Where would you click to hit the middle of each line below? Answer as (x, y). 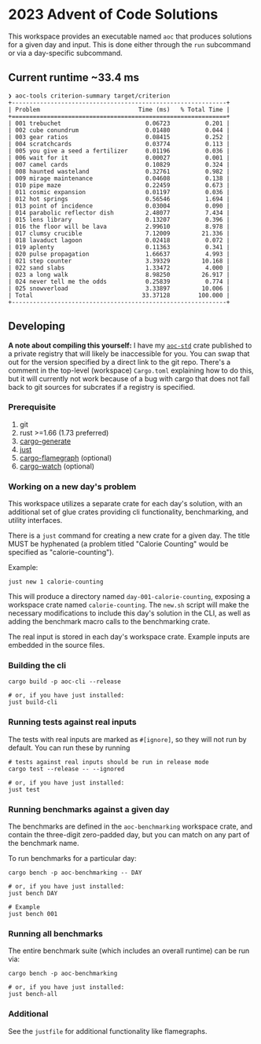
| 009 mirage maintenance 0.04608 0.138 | (119, 178)
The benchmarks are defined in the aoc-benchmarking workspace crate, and (130, 826)
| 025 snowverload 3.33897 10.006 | (119, 289)
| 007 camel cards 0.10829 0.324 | (119, 164)
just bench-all (33, 994)
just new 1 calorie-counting (56, 582)
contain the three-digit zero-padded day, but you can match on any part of (129, 835)
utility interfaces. (35, 520)
